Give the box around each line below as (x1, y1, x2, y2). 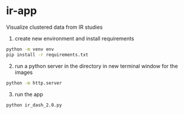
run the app (14, 90, 43, 98)
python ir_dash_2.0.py (6, 102, 62, 108)
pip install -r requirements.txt (6, 52, 89, 58)
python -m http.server (6, 80, 62, 86)
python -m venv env (6, 46, 54, 52)
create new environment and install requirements (14, 35, 134, 42)
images (14, 69, 33, 76)
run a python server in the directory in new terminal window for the (14, 62, 179, 69)
